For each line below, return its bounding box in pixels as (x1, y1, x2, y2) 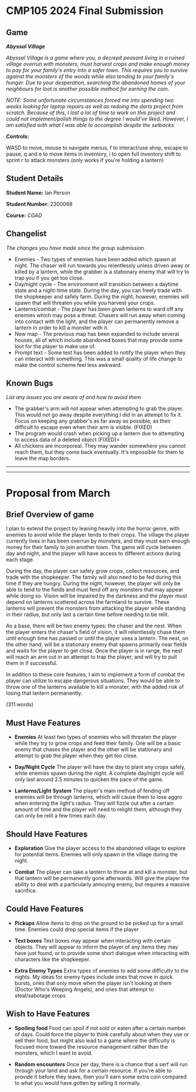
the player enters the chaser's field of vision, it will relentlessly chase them (6, 629, 185, 636)
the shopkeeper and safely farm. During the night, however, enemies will (14, 293, 189, 300)
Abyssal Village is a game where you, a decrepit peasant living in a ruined (6, 54, 185, 61)
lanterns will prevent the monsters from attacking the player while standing (6, 605, 186, 612)
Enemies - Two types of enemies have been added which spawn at (14, 256, 176, 263)
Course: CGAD (6, 212, 43, 219)
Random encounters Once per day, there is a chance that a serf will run (14, 1060, 188, 1067)
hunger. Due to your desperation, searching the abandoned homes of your (6, 79, 185, 86)
